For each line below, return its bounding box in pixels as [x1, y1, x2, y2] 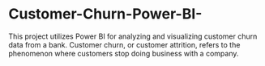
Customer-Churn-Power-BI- [8, 5, 203, 23]
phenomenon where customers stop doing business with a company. [8, 48, 239, 58]
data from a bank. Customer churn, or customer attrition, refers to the [8, 39, 241, 49]
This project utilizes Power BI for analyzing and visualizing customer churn [8, 31, 258, 41]
